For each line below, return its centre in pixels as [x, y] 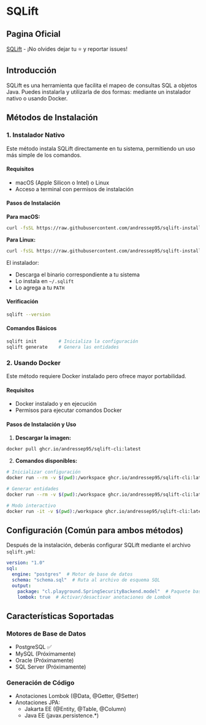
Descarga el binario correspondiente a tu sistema [77, 275]
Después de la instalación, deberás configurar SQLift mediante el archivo [99, 545]
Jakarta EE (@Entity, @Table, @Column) [75, 709]
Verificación [22, 302]
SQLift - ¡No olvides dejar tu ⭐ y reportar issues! [67, 49]
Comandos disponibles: [46, 461]
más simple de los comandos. [44, 155]
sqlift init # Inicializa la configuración [72, 341]
